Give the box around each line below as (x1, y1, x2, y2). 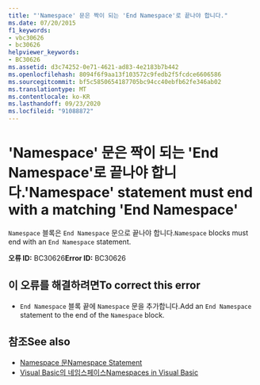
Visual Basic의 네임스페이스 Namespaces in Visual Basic (19, 368, 199, 377)
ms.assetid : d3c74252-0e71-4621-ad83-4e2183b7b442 (8, 63, 179, 71)
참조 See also (8, 335, 71, 349)
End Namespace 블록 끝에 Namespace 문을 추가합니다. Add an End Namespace (19, 301, 252, 311)
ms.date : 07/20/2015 (8, 19, 77, 27)
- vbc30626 (8, 33, 44, 42)
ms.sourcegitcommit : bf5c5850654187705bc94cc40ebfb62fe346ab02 (8, 78, 222, 86)
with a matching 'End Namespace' (8, 201, 239, 219)
